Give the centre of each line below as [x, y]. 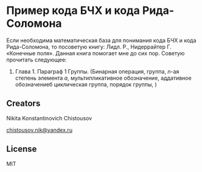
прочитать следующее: [37, 60]
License [22, 149]
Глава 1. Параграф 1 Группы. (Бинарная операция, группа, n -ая [97, 71]
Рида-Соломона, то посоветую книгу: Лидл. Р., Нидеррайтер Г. [89, 47]
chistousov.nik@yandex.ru [40, 130]
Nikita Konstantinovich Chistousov [49, 118]
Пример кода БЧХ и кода [73, 11]
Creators [23, 104]
